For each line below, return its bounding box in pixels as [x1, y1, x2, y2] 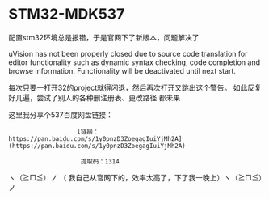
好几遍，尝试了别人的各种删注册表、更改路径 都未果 [8, 92, 180, 102]
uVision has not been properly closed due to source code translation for [8, 49, 248, 58]
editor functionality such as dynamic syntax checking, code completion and [8, 57, 261, 67]
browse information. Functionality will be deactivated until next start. [8, 66, 237, 75]
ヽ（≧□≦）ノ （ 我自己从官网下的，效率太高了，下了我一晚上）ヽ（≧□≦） [8, 172, 263, 182]
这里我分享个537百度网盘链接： [8, 110, 113, 120]
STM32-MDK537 [8, 5, 125, 23]
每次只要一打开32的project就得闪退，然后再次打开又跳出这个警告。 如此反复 [8, 83, 263, 92]
